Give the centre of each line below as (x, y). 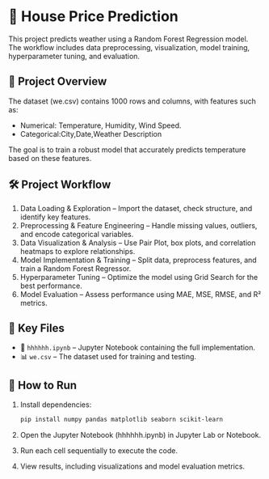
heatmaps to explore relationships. (78, 251)
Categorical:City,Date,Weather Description (91, 134)
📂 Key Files (36, 328)
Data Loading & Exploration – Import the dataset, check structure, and (136, 208)
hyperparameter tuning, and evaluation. (74, 56)
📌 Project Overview (58, 81)
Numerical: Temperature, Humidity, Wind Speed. (101, 125)
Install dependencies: (56, 405)
